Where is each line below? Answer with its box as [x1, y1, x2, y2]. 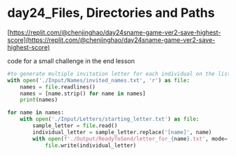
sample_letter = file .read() [32, 122, 118, 129]
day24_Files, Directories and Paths [7, 5, 216, 21]
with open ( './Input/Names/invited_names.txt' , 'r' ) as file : [7, 77, 190, 84]
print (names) [20, 96, 58, 103]
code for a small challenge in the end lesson [7, 56, 136, 65]
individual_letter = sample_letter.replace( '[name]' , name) [32, 129, 212, 136]
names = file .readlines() [20, 83, 96, 91]
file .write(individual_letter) [44, 142, 137, 149]
